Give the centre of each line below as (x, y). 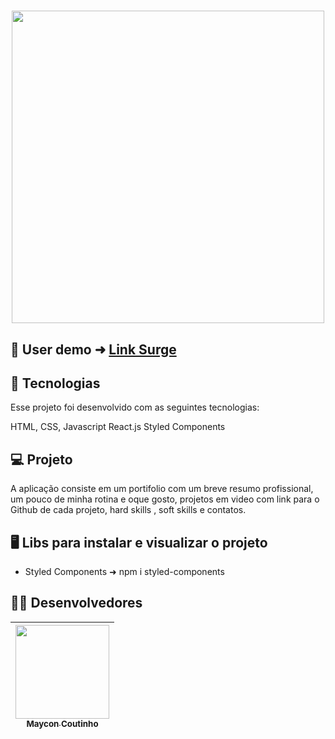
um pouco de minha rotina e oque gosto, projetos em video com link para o (165, 499)
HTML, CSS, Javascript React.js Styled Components (118, 427)
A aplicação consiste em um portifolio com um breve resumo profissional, (162, 489)
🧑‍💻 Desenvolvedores (76, 603)
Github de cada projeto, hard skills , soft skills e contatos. (128, 510)
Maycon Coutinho (62, 723)
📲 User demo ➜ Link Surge (93, 349)
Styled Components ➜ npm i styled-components (124, 572)
